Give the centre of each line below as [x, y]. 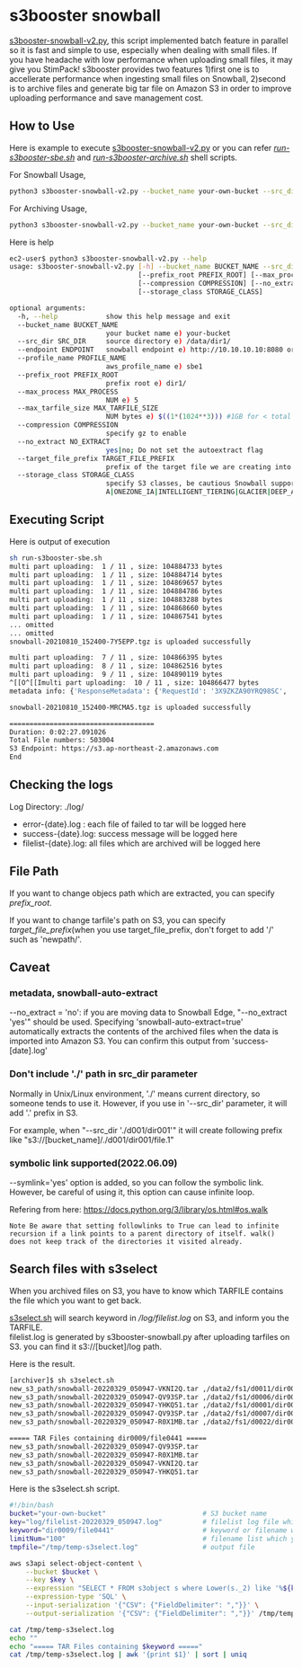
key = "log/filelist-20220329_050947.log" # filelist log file [144, 1522]
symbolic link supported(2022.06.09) [93, 1163]
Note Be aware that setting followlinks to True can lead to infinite [144, 1226]
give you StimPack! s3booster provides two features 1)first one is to [134, 69]
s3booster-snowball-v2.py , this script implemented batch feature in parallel [149, 40]
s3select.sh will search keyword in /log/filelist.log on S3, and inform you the [149, 1318]
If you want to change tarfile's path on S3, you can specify [118, 920]
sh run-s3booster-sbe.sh [56, 558]
